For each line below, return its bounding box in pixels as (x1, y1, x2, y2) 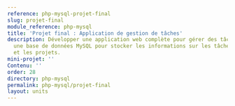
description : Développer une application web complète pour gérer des (7, 36, 218, 43)
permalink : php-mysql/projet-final (7, 82, 111, 89)
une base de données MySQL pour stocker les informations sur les (13, 43, 211, 50)
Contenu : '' (7, 62, 42, 69)
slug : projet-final (7, 17, 64, 24)
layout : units (7, 88, 49, 95)
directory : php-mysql (7, 75, 71, 82)
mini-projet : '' (7, 56, 55, 63)
